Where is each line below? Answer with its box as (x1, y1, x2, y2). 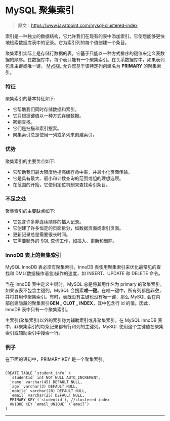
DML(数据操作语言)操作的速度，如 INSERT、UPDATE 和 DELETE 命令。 (15, 271, 163, 277)
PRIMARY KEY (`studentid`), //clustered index (10, 397, 110, 403)
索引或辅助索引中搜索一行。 (5, 330, 63, 336)
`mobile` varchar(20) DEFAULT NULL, (10, 389, 87, 394)
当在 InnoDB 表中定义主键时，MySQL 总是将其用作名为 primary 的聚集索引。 (5, 281, 164, 287)
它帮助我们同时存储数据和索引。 (12, 106, 79, 112)
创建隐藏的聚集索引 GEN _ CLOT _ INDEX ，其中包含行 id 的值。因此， (9, 300, 153, 307)
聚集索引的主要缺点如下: (5, 208, 56, 214)
